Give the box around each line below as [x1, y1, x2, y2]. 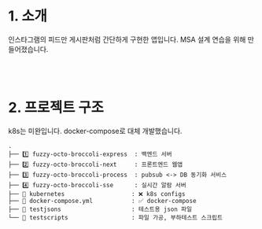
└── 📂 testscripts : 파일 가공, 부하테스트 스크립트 [8, 213, 223, 221]
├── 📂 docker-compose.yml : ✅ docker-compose [8, 197, 197, 205]
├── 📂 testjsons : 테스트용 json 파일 [8, 205, 193, 213]
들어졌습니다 [8, 44, 47, 54]
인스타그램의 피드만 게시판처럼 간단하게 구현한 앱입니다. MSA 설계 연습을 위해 [8, 35, 246, 44]
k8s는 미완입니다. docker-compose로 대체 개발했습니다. [8, 126, 183, 135]
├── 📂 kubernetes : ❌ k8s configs [8, 190, 186, 198]
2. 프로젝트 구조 [8, 99, 104, 116]
